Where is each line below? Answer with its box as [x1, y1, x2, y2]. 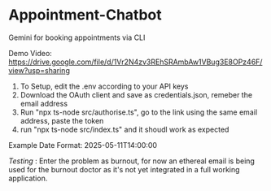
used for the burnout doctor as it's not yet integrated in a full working [8, 164, 240, 174]
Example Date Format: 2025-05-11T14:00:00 [8, 140, 157, 150]
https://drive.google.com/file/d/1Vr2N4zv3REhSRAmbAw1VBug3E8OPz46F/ [8, 57, 263, 67]
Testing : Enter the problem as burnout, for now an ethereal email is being [8, 156, 255, 166]
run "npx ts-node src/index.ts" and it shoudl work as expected [20, 124, 229, 134]
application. [8, 173, 48, 183]
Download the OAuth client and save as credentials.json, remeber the [20, 89, 253, 99]
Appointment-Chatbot [8, 6, 162, 24]
